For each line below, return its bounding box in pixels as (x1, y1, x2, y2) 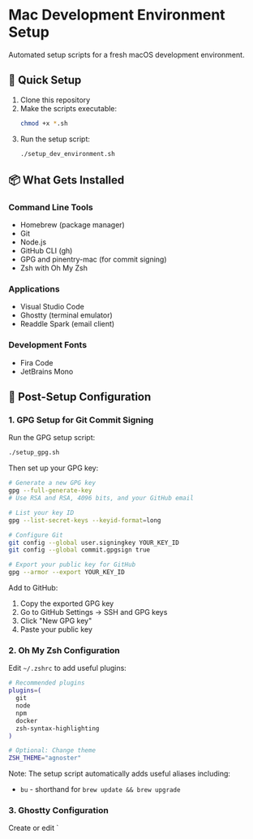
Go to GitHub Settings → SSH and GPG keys (19, 608, 168, 617)
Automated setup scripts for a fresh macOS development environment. (8, 50, 245, 59)
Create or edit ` (8, 823, 59, 833)
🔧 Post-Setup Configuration (8, 390, 152, 404)
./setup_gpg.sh (8, 448, 60, 456)
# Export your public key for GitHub (8, 560, 136, 569)
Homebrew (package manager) (19, 220, 126, 230)
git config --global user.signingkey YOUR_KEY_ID (8, 538, 180, 547)
